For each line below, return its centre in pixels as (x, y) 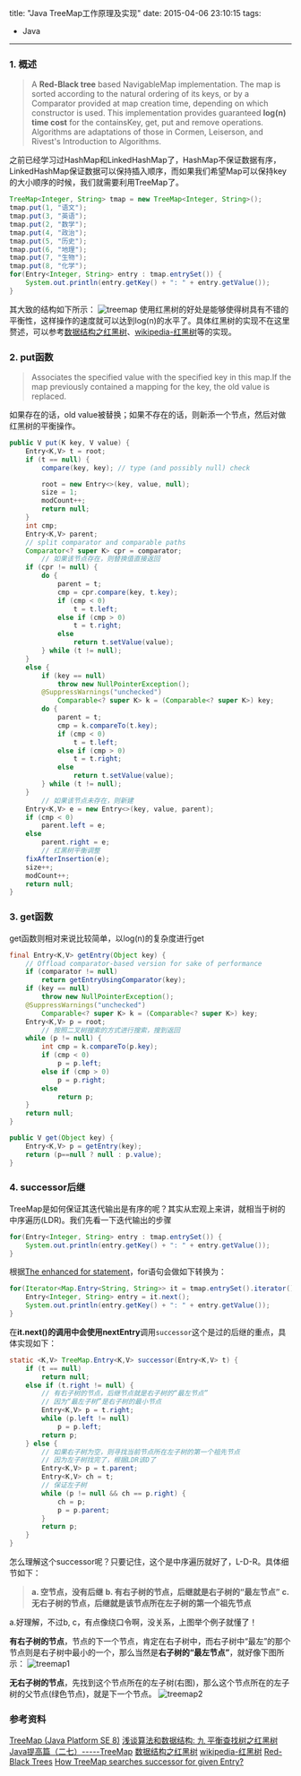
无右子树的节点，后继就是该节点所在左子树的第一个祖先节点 (141, 1603)
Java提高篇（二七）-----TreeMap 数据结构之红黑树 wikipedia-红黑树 (136, 1752)
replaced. (49, 396)
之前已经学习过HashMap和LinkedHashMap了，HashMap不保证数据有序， (145, 160)
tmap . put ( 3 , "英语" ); (48, 216)
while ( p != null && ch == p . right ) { (114, 1493)
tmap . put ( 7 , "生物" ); (48, 258)
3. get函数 (31, 917)
